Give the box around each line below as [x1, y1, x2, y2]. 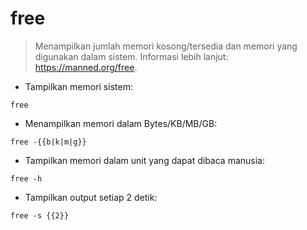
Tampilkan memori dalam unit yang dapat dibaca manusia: [24, 154, 265, 166]
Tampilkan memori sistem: [24, 80, 133, 92]
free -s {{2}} [10, 210, 70, 221]
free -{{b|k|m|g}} [10, 137, 87, 147]
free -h [10, 173, 43, 184]
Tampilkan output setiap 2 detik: [24, 191, 158, 203]
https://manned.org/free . [34, 61, 138, 73]
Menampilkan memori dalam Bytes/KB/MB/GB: [24, 117, 218, 129]
